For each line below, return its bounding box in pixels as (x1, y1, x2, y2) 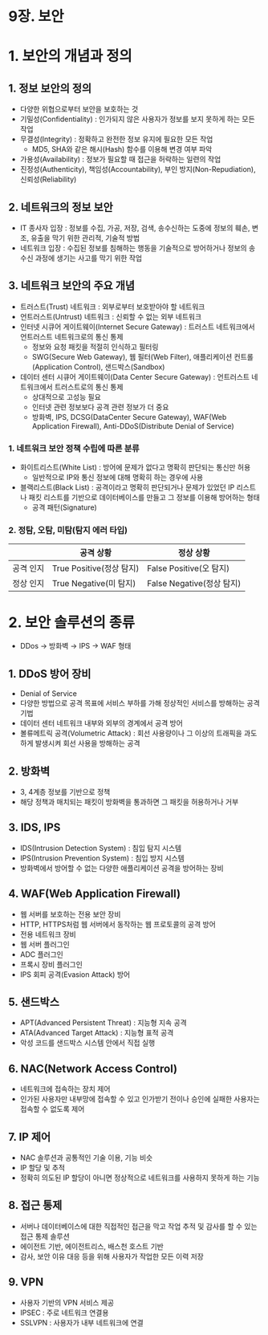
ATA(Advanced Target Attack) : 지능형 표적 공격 (19, 1028, 174, 1038)
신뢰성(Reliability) (19, 174, 77, 185)
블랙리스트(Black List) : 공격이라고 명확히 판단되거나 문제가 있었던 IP (19, 482, 235, 492)
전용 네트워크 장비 (19, 929, 76, 939)
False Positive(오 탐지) (147, 563, 230, 574)
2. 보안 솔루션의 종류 (8, 613, 136, 631)
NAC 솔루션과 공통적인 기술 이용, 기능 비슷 (19, 1153, 153, 1162)
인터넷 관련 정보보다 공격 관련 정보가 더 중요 (31, 402, 169, 412)
